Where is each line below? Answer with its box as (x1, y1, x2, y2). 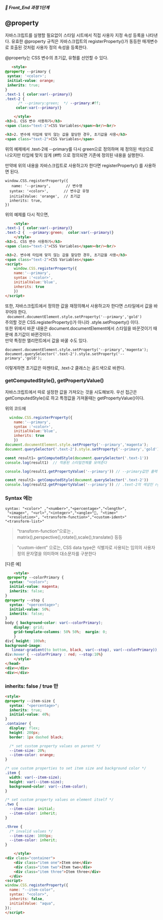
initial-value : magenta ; (9, 584, 60, 589)
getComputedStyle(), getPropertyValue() (5, 377, 104, 384)
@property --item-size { (5, 698, 55, 703)
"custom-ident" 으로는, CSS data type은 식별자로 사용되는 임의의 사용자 (16, 544, 155, 550)
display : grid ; (14, 625, 45, 630)
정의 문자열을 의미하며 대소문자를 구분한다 (16, 550, 97, 556)
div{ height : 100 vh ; (5, 638, 47, 643)
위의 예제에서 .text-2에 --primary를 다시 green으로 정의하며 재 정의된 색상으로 (5, 146, 154, 152)
